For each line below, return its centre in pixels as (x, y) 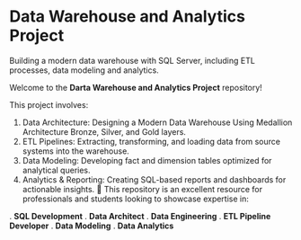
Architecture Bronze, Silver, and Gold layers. (104, 131)
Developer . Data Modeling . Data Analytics (92, 226)
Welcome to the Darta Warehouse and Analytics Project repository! (136, 87)
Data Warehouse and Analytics (127, 17)
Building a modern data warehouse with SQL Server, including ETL (133, 60)
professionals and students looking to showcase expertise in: (136, 199)
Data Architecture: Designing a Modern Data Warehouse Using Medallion (157, 122)
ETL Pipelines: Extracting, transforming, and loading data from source (151, 141)
